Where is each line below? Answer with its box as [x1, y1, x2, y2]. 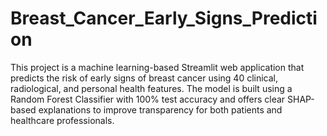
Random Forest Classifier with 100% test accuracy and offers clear [10, 93, 286, 105]
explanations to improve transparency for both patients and [38, 103, 283, 116]
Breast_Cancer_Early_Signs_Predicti [10, 7, 318, 30]
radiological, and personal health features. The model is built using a [10, 82, 293, 94]
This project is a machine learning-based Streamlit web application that [10, 61, 305, 73]
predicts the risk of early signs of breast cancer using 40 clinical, [10, 72, 279, 84]
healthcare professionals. [10, 114, 115, 126]
